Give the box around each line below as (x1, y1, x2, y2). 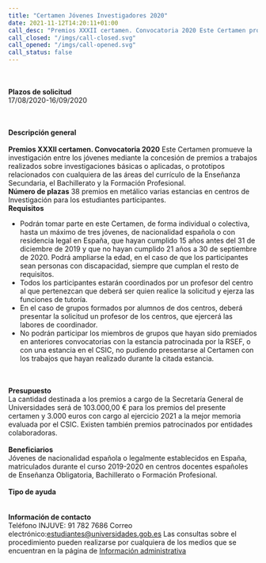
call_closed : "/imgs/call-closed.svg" (8, 33, 136, 42)
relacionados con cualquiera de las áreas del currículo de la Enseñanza (8, 170, 241, 179)
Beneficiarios (8, 445, 54, 454)
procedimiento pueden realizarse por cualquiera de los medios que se (8, 538, 237, 547)
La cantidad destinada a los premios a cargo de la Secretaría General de (8, 394, 244, 404)
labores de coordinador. (19, 320, 98, 329)
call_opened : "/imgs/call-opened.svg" (8, 41, 136, 49)
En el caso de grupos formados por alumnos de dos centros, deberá (19, 303, 243, 312)
